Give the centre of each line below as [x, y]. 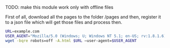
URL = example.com [22, 31]
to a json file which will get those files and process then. [64, 22]
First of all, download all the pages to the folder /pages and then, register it [83, 17]
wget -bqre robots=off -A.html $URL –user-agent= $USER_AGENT [71, 40]
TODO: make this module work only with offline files [59, 7]
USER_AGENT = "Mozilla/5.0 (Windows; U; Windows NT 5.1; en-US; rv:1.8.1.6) [86, 36]
